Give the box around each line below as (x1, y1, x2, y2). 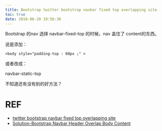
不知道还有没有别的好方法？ (5, 81, 62, 87)
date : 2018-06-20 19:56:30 (5, 16, 61, 21)
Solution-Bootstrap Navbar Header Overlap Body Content (12, 121, 131, 127)
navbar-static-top (5, 71, 41, 77)
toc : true (5, 12, 26, 17)
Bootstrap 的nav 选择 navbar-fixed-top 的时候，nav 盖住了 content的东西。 (5, 31, 160, 37)
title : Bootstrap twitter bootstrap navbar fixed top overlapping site (5, 7, 157, 12)
